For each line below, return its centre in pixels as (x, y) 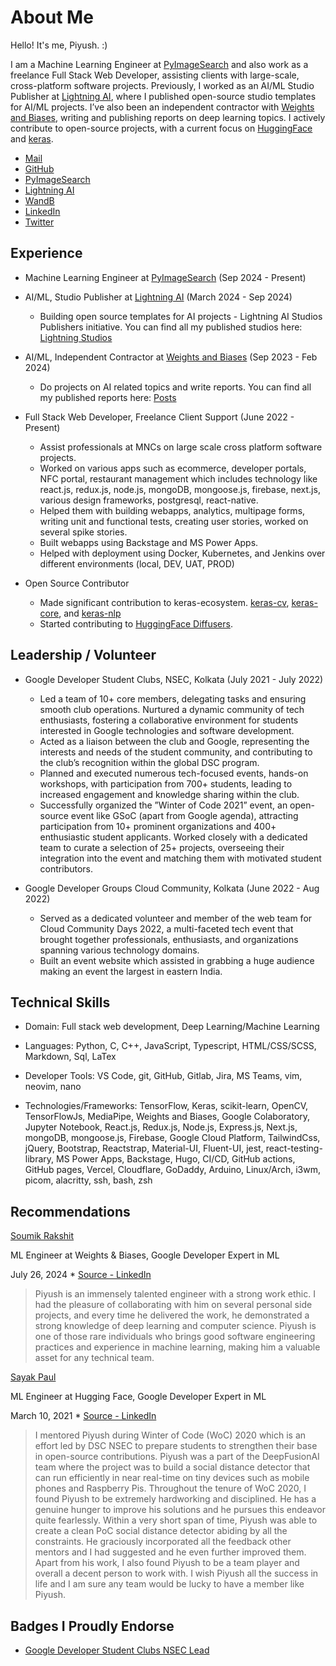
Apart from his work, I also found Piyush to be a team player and (167, 1563)
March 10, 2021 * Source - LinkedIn (83, 1416)
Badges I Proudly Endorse (92, 1626)
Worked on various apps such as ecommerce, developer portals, (173, 468)
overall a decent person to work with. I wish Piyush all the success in (176, 1573)
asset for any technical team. (94, 1358)
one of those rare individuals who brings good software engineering (175, 1337)
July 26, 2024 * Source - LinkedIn (81, 1275)
